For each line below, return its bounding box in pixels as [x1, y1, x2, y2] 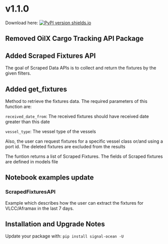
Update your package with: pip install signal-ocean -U [5, 233, 124, 239]
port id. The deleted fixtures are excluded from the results [5, 143, 126, 149]
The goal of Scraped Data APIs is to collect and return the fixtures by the [5, 65, 156, 71]
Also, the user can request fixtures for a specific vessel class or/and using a [5, 138, 163, 144]
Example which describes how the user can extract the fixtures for [5, 200, 144, 206]
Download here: [5, 20, 38, 26]
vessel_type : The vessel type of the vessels [5, 128, 96, 134]
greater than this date [5, 118, 50, 125]
